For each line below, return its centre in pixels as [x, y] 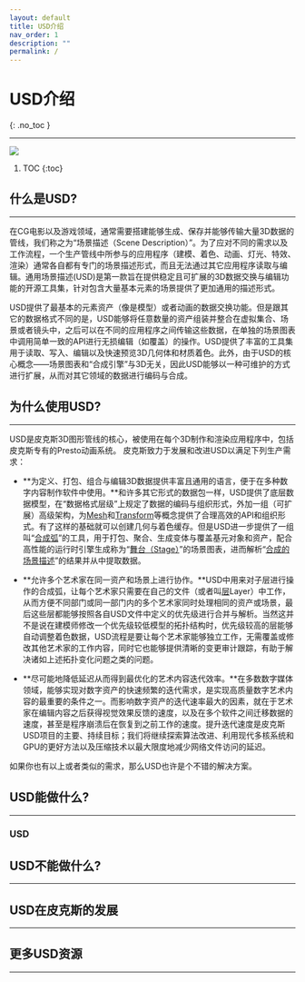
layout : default [40, 18]
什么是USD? [44, 199]
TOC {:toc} [43, 168]
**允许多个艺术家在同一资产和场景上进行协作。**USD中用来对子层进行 [154, 580]
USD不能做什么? [55, 865]
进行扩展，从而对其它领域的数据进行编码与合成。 [101, 375]
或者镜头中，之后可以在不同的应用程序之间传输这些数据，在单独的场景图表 [156, 330]
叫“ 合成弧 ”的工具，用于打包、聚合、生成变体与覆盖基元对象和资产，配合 [157, 538]
